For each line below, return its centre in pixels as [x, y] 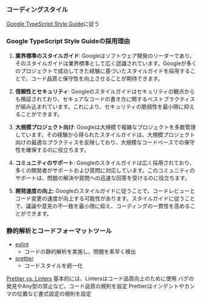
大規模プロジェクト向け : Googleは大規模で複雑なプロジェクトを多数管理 [105, 127]
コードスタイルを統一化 [53, 265]
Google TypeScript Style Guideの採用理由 [68, 41]
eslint [22, 244]
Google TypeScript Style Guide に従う [53, 24]
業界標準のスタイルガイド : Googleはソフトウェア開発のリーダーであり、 [105, 55]
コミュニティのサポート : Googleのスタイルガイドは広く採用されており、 [105, 163]
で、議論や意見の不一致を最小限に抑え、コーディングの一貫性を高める [103, 206]
